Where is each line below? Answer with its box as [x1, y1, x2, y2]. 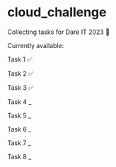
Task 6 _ [7, 125, 32, 133]
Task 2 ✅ [7, 69, 34, 78]
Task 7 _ [7, 139, 32, 147]
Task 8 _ [7, 152, 32, 161]
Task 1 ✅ [7, 54, 33, 64]
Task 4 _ [7, 97, 32, 106]
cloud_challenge [7, 4, 107, 21]
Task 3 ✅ [7, 83, 34, 92]
